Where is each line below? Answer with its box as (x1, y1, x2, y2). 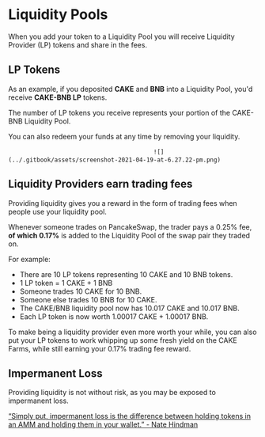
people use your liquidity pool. (8, 207, 107, 216)
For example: (8, 254, 51, 264)
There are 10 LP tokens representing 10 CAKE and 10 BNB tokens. (19, 269, 233, 279)
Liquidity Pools (8, 6, 108, 24)
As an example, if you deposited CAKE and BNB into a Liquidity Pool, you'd (8, 84, 253, 93)
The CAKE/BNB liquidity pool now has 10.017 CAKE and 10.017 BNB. (19, 303, 240, 313)
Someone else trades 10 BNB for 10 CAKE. (19, 294, 157, 304)
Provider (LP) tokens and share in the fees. (8, 40, 148, 49)
